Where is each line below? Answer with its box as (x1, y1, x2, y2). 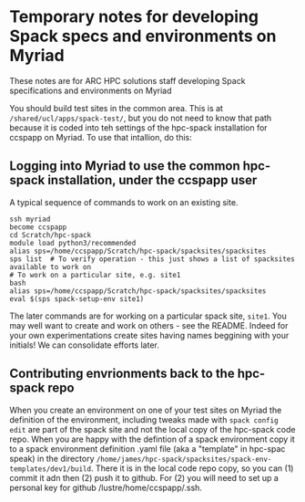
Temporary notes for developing (9, 6, 259, 27)
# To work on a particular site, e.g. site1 (9, 270, 181, 279)
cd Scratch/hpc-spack (9, 230, 92, 239)
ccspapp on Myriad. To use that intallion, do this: (9, 131, 193, 142)
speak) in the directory (9, 453, 95, 464)
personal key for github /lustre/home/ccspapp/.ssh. (9, 482, 203, 493)
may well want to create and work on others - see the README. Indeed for (9, 319, 289, 330)
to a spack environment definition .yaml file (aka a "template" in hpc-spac (9, 443, 286, 454)
